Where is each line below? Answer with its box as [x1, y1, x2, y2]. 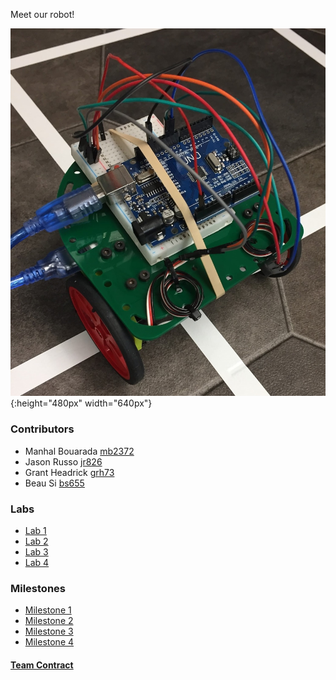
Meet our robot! [10, 9, 75, 20]
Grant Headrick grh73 [24, 466, 115, 478]
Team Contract [10, 659, 74, 671]
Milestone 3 [24, 625, 74, 638]
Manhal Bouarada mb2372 [24, 445, 135, 457]
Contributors [10, 422, 75, 436]
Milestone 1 [24, 604, 72, 616]
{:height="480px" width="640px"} [10, 397, 153, 409]
